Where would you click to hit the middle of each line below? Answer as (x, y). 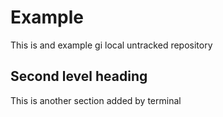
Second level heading (79, 76)
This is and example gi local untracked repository (111, 45)
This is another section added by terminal (96, 100)
